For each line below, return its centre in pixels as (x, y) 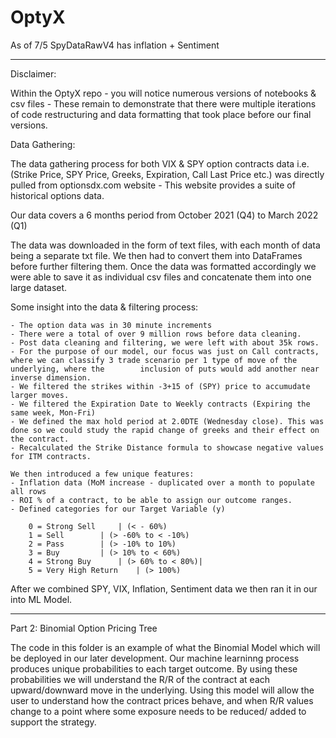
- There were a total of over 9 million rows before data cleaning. (156, 334)
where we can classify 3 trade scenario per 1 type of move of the (154, 360)
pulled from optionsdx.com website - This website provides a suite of (153, 185)
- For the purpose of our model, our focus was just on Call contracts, (165, 351)
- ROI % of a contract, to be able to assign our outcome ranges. (151, 500)
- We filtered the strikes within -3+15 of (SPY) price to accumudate (160, 386)
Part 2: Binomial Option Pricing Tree (84, 628)
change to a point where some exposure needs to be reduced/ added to (158, 711)
